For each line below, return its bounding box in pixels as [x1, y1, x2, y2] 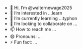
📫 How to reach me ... [9, 26, 56, 32]
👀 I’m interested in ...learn [9, 10, 63, 16]
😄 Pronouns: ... [9, 33, 42, 39]
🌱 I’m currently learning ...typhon [9, 15, 78, 21]
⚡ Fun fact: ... [9, 39, 37, 45]
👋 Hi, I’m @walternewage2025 [9, 5, 72, 10]
